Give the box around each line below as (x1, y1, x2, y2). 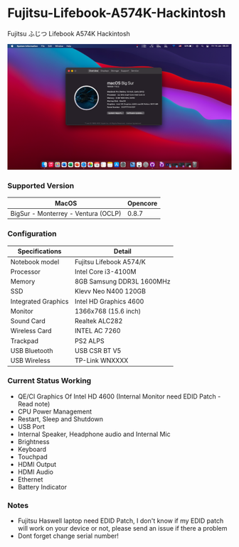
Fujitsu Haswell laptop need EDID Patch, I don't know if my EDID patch (17, 516, 224, 525)
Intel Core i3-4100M (74, 267, 137, 276)
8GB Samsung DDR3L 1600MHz (74, 277, 171, 286)
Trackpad (10, 336, 39, 345)
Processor (10, 267, 41, 276)
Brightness (17, 437, 50, 445)
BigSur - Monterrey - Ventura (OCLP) (10, 209, 122, 217)
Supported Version (7, 180, 75, 190)
